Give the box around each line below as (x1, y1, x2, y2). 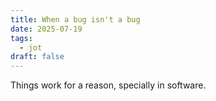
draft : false (10, 52, 65, 62)
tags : (10, 33, 33, 43)
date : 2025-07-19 (10, 24, 83, 34)
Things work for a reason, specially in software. (10, 79, 207, 91)
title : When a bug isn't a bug (10, 14, 141, 25)
